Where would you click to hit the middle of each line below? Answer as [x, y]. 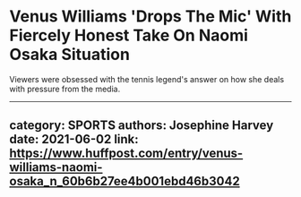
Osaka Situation [69, 55]
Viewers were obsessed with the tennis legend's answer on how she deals [147, 79]
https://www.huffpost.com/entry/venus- [126, 154]
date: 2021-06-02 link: [74, 139]
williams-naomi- [56, 167]
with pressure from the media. [65, 89]
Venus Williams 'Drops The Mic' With [150, 17]
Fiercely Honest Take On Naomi [129, 35]
